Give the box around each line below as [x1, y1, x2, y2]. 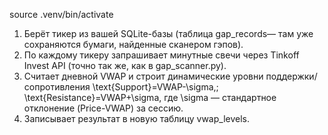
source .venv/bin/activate [9, 9, 114, 20]
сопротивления [23, 81, 91, 93]
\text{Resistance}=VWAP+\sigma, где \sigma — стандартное [23, 92, 277, 103]
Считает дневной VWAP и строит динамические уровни [23, 70, 264, 82]
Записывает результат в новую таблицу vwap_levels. [23, 113, 251, 124]
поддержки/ [265, 70, 318, 82]
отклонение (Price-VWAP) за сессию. [23, 102, 184, 114]
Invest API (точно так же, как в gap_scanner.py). [23, 60, 227, 71]
